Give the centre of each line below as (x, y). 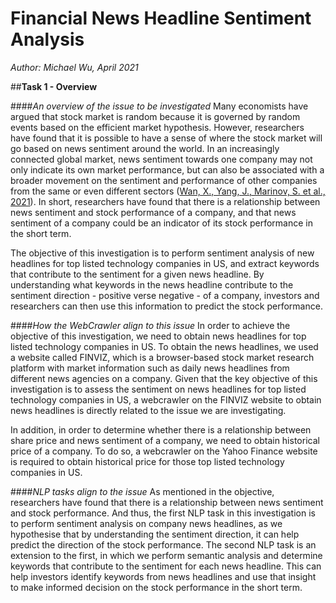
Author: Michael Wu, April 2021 (74, 67)
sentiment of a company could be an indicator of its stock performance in (161, 223)
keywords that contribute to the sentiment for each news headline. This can (166, 566)
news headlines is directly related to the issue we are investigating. (148, 410)
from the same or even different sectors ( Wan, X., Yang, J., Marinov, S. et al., (168, 191)
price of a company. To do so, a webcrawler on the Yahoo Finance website (164, 451)
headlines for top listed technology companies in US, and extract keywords (165, 263)
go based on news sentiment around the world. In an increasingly (145, 148)
